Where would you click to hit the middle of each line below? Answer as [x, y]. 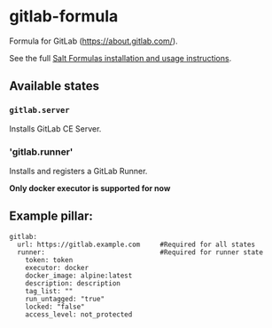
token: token [49, 260]
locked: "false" [55, 307]
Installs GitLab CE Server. [55, 128]
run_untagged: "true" [65, 299]
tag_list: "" [49, 291]
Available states [54, 86]
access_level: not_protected [79, 314]
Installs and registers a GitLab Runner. [78, 171]
